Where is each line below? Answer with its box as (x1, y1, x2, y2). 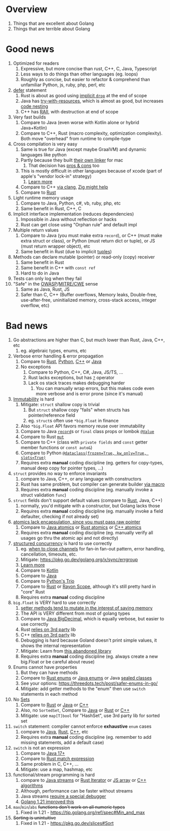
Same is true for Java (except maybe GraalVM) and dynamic (20, 146, 147, 152)
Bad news (6, 320, 48, 332)
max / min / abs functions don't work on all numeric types (13, 804, 125, 810)
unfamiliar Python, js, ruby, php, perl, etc (20, 82, 106, 88)
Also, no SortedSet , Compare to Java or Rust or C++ (20, 707, 130, 713)
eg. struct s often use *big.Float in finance (28, 417, 119, 423)
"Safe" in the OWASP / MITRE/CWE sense (13, 281, 98, 287)
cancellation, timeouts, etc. (20, 551, 77, 557)
